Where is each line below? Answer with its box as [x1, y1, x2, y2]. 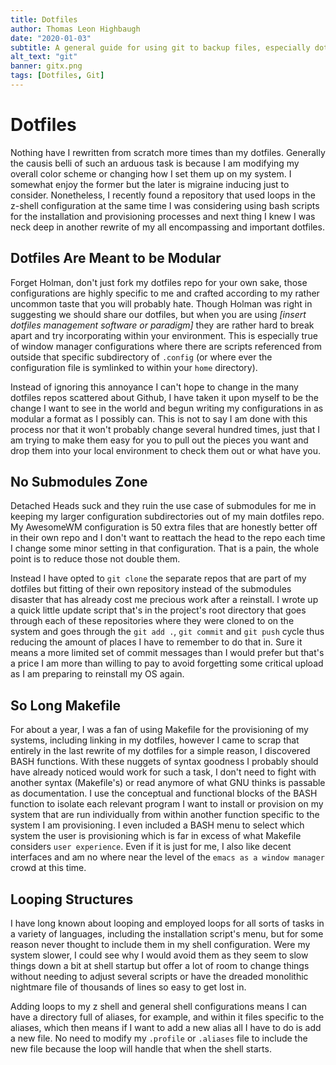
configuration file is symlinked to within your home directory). [10, 361, 258, 373]
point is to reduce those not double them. [10, 553, 181, 565]
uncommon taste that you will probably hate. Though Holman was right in [10, 297, 313, 310]
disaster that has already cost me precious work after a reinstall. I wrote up [10, 594, 319, 606]
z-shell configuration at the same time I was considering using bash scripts [10, 199, 320, 211]
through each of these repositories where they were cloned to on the [10, 615, 295, 627]
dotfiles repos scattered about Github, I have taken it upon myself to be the [10, 391, 319, 403]
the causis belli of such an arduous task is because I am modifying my [10, 157, 300, 169]
